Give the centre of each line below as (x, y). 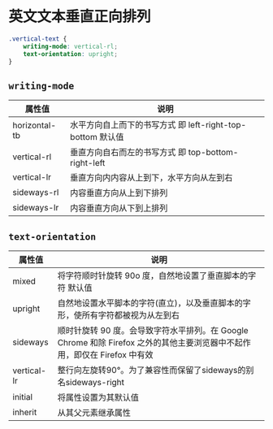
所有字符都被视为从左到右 (131, 315)
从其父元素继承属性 (94, 413)
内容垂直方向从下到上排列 (119, 208)
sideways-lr (36, 208)
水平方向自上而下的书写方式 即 (128, 125)
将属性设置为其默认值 (98, 397)
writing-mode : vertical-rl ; (70, 46)
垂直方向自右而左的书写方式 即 (128, 153)
